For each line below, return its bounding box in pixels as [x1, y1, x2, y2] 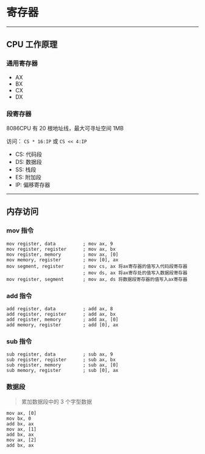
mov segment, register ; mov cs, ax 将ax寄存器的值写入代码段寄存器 [6, 263, 188, 269]
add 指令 [6, 291, 32, 300]
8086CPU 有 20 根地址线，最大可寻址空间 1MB [6, 124, 124, 132]
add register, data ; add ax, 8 [6, 305, 113, 312]
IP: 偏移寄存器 [15, 181, 51, 188]
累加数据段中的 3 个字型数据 [21, 398, 93, 405]
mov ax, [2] [6, 437, 37, 443]
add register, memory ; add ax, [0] [6, 316, 119, 322]
